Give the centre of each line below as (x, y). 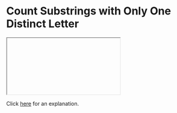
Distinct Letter (43, 24)
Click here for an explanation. (43, 103)
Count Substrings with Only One (89, 11)
